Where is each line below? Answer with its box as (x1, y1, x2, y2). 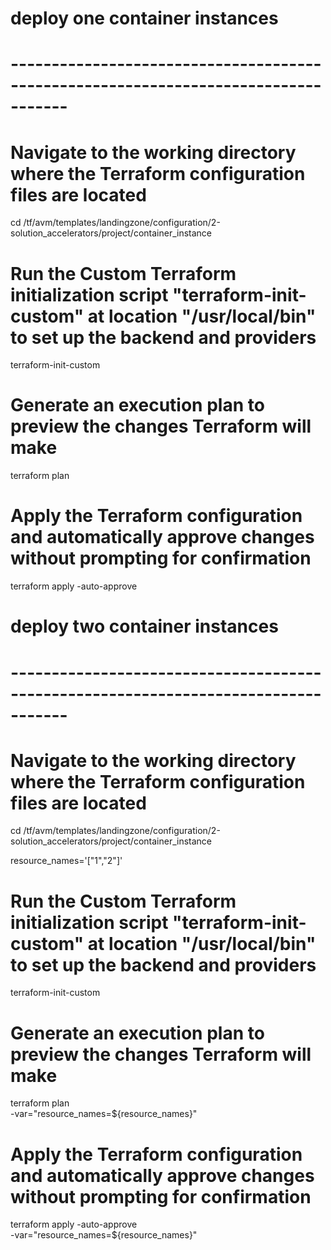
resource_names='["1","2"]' (10, 855, 123, 867)
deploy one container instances (10, 7, 279, 30)
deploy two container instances (10, 615, 279, 638)
